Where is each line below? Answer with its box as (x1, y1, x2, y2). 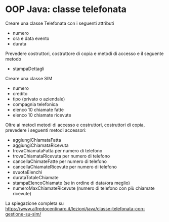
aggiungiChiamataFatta (12, 137, 62, 143)
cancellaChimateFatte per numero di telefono (12, 158, 107, 164)
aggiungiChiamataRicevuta (12, 142, 69, 148)
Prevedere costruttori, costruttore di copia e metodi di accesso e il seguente (5, 50, 164, 57)
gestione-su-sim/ (5, 211, 41, 217)
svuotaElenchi (12, 169, 43, 175)
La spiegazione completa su (5, 200, 64, 206)
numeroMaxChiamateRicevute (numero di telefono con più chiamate (12, 185, 155, 191)
